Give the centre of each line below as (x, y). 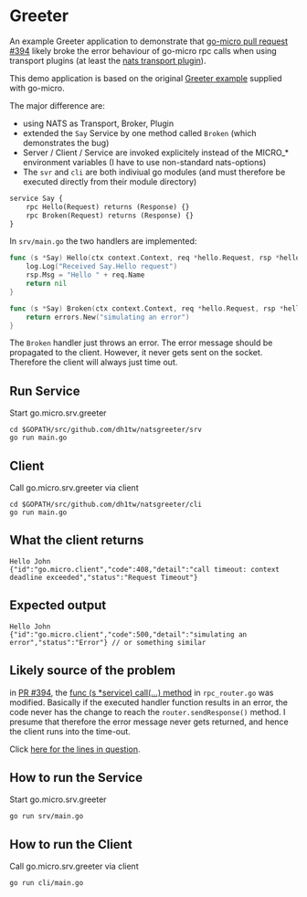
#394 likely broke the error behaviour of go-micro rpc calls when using (143, 50)
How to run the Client (71, 844)
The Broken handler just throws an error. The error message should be (141, 343)
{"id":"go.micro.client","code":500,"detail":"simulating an (128, 634)
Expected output (58, 605)
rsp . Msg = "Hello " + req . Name (85, 275)
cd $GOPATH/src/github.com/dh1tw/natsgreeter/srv (106, 430)
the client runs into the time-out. (70, 731)
